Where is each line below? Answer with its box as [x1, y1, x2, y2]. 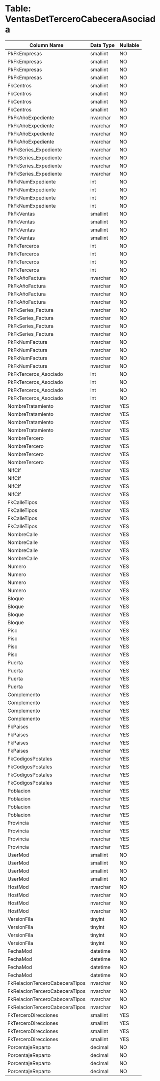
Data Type [90, 41, 115, 48]
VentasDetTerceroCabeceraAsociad [5, 13, 156, 25]
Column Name [29, 41, 64, 48]
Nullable [119, 41, 140, 48]
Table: [5, 3, 31, 14]
